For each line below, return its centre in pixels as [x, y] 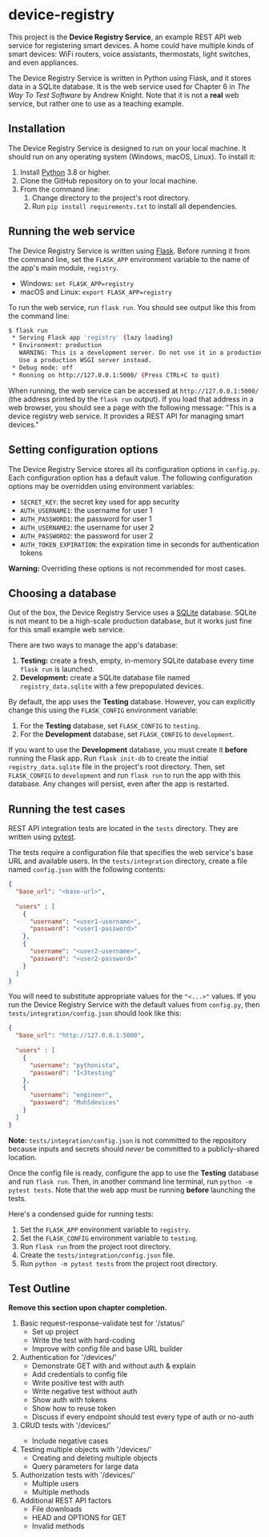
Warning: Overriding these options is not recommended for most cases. [127, 568]
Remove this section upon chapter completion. [88, 1308]
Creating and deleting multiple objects [95, 1458]
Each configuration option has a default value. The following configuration [130, 478]
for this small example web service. [67, 630]
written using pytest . [42, 837]
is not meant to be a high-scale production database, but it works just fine [130, 621]
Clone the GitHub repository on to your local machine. [109, 180]
